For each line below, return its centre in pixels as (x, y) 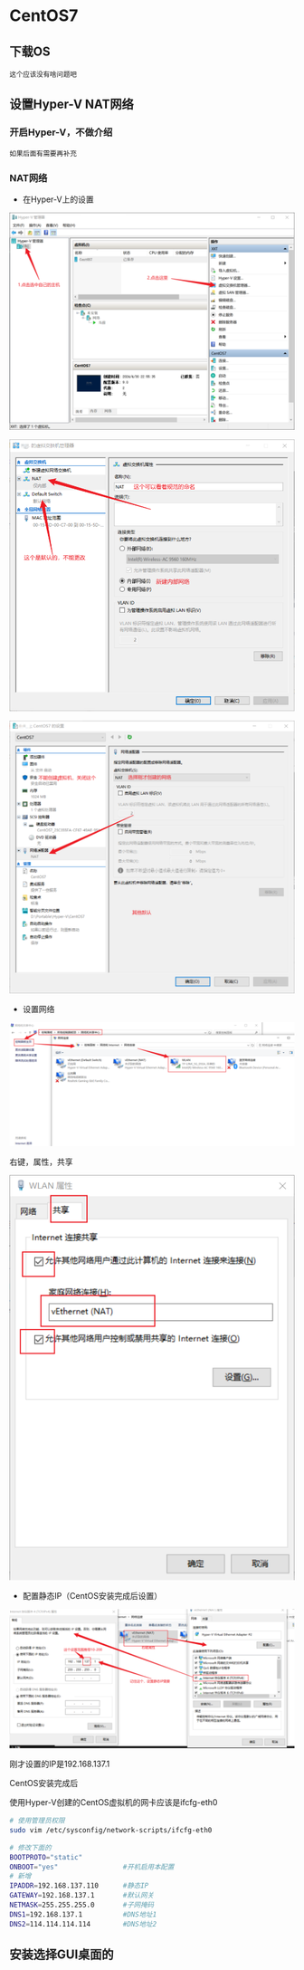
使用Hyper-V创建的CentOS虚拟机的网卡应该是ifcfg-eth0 (114, 1803)
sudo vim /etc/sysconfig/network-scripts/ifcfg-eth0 (111, 1830)
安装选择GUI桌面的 (62, 1955)
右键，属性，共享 (41, 1162)
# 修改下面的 (30, 1848)
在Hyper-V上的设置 (58, 199)
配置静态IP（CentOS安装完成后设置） (92, 1595)
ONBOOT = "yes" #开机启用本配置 (92, 1867)
